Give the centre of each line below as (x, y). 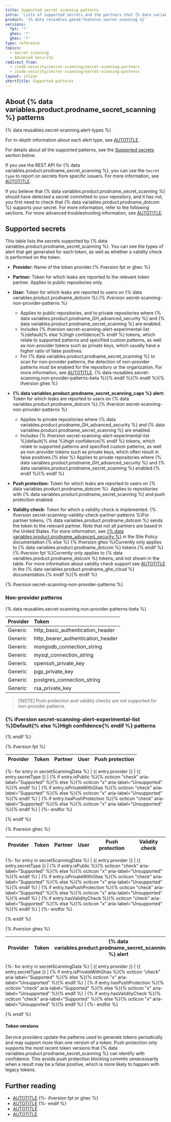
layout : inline (21, 76)
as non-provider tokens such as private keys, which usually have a (90, 346)
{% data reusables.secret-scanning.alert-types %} (58, 130)
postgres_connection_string (67, 680)
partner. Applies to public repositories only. (58, 282)
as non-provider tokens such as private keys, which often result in (90, 452)
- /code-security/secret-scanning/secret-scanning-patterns (75, 72)
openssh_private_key (59, 663)
